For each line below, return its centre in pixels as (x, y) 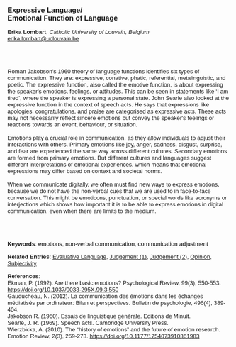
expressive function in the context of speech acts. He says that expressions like (108, 105)
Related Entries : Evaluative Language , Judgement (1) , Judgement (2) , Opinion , (110, 257)
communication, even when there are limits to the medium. (82, 211)
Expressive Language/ (45, 10)
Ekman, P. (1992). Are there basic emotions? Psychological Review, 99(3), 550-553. (114, 283)
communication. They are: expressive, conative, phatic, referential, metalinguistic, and (117, 78)
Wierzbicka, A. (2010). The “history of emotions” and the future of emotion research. (114, 329)
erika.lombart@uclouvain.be (43, 38)
